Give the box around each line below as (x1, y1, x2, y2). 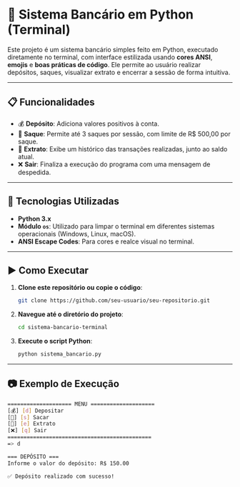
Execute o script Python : (17, 337, 93, 346)
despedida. (17, 168, 51, 176)
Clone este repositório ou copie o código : (17, 283, 143, 292)
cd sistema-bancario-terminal (17, 324, 109, 331)
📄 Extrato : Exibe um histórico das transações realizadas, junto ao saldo (17, 144, 228, 153)
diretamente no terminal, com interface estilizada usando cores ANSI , (7, 53, 213, 61)
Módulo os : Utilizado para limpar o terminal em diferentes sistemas (17, 221, 215, 231)
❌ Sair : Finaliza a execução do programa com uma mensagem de (17, 160, 211, 169)
